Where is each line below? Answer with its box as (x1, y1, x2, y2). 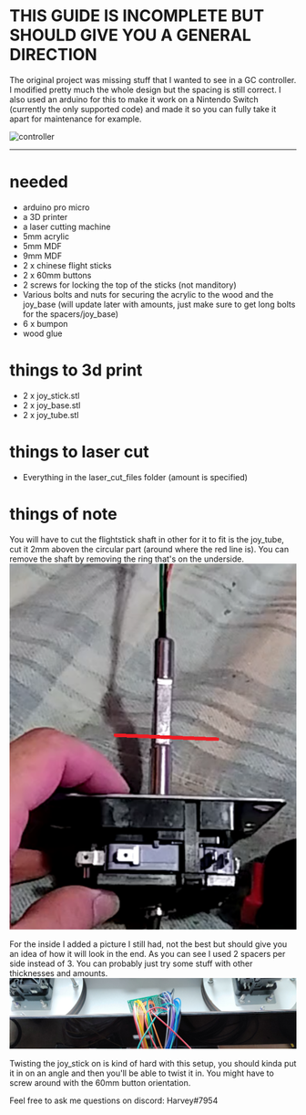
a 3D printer (22, 211, 68, 222)
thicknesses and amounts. (9, 968, 108, 979)
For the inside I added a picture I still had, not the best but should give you (9, 939, 288, 950)
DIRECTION (9, 45, 97, 65)
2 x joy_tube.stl (22, 409, 79, 420)
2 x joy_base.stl (22, 399, 81, 411)
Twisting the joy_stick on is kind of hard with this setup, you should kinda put (9, 1057, 297, 1068)
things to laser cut (9, 442, 149, 462)
